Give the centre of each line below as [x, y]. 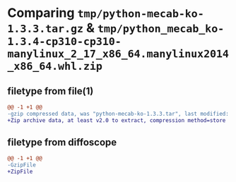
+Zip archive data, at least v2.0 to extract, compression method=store [117, 120]
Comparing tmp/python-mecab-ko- [106, 13]
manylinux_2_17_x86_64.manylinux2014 [118, 54]
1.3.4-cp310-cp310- [64, 42]
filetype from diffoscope [62, 142]
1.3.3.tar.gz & [51, 28]
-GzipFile [22, 165]
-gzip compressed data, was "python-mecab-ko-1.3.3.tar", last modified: [118, 114]
